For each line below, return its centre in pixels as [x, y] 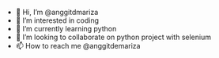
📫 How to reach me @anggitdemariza [78, 46]
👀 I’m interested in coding [57, 20]
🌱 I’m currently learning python [66, 29]
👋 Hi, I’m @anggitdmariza [57, 12]
